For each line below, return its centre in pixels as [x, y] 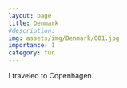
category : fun [32, 53]
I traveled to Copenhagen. [51, 76]
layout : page [30, 16]
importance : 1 [32, 46]
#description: [32, 30]
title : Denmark [34, 23]
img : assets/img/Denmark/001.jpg [64, 38]
